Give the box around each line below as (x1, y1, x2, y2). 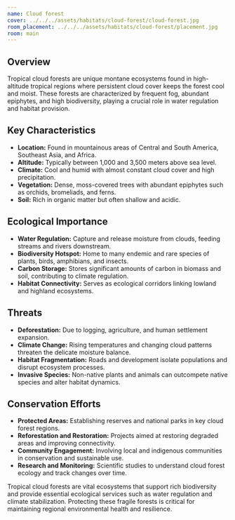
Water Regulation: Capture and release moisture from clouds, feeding (17, 234, 221, 243)
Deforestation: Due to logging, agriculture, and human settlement (17, 326, 208, 334)
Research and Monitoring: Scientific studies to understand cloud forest (17, 461, 225, 470)
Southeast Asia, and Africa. (17, 150, 97, 159)
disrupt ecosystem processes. (17, 363, 105, 371)
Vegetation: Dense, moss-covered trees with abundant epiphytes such (17, 180, 224, 189)
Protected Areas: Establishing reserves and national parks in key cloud (17, 417, 224, 425)
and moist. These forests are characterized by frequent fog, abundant (7, 89, 209, 98)
